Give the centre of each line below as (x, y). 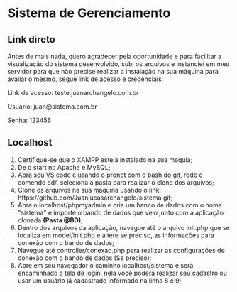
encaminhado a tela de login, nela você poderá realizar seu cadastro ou (122, 273)
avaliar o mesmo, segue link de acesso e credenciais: (86, 79)
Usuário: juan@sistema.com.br (52, 107)
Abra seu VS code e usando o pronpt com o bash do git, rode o (110, 175)
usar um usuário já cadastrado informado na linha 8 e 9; (99, 280)
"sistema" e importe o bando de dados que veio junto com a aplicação (121, 212)
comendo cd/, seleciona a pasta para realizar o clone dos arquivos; (116, 182)
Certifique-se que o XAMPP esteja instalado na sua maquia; (105, 159)
